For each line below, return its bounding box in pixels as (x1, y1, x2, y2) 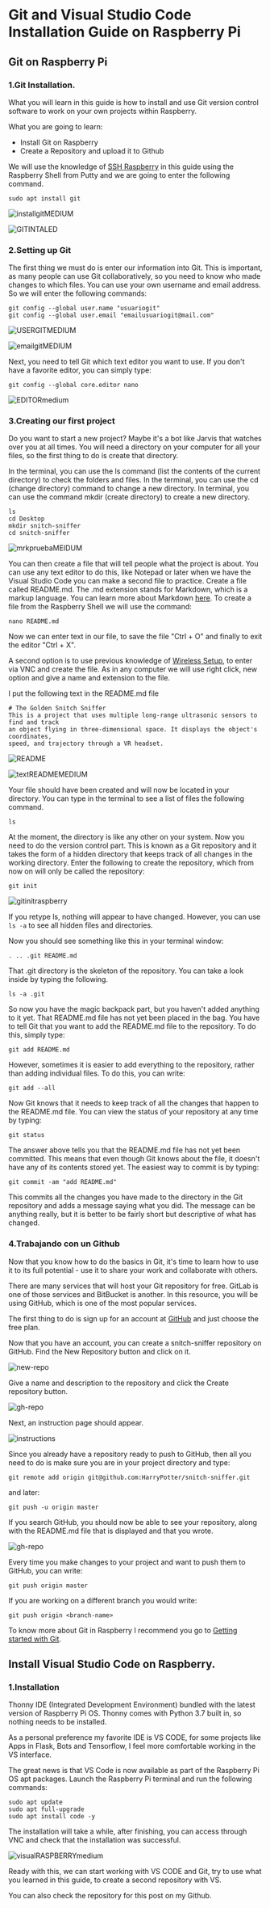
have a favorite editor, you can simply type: (8, 365, 152, 375)
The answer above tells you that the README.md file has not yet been (8, 1145, 241, 1155)
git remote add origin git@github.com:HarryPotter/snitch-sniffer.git (8, 1473, 251, 1481)
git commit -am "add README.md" (8, 1178, 117, 1186)
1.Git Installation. (8, 79, 76, 91)
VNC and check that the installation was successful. (8, 1835, 181, 1845)
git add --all (8, 1085, 56, 1093)
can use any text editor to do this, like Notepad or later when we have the (8, 567, 251, 577)
